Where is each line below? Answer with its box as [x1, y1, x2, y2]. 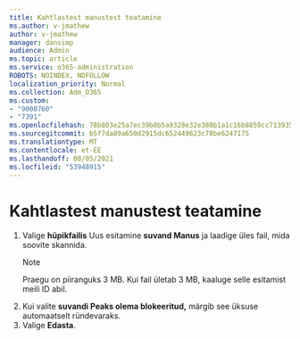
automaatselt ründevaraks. [21, 310, 121, 321]
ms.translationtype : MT [9, 137, 98, 146]
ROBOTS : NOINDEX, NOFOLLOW [9, 71, 110, 80]
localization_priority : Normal [9, 79, 126, 88]
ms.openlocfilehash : [9, 121, 87, 130]
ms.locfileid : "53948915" [9, 162, 105, 171]
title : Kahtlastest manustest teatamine [9, 12, 162, 22]
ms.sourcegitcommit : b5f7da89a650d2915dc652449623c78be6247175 [9, 129, 250, 138]
